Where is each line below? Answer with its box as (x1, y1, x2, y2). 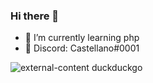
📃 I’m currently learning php (24, 32, 140, 44)
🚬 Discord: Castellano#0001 (24, 42, 140, 54)
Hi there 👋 (10, 9, 60, 23)
